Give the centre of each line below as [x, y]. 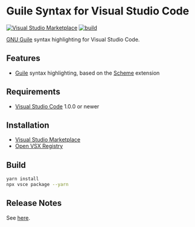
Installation [28, 125]
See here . [18, 217]
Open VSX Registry [39, 146]
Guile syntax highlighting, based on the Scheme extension [87, 73]
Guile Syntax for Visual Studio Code [98, 11]
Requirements [33, 92]
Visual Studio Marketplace [47, 140]
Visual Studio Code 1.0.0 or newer [57, 106]
